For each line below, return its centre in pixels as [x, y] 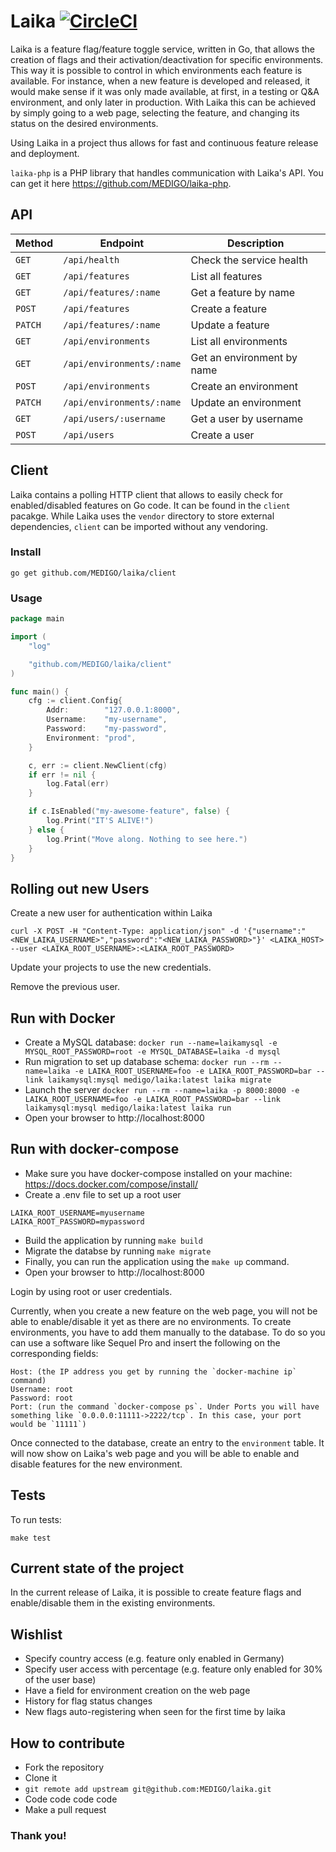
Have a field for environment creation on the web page [137, 1691]
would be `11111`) [48, 1424]
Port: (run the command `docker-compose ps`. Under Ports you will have [165, 1406]
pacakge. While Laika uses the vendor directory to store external [142, 516]
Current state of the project [97, 1568]
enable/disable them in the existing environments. [113, 1603]
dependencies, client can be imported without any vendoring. [139, 526]
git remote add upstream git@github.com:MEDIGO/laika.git [148, 1790]
